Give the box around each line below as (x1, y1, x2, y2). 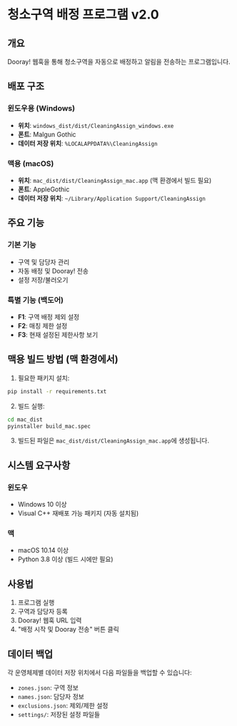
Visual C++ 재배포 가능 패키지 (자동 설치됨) (17, 509, 139, 518)
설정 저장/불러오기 (17, 276, 69, 284)
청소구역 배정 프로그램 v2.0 (7, 6, 159, 23)
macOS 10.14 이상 (17, 546, 69, 555)
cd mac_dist (7, 415, 43, 423)
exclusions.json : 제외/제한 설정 (17, 701, 109, 710)
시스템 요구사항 (7, 459, 71, 471)
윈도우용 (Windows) (7, 104, 76, 114)
